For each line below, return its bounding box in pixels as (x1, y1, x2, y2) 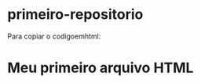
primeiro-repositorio (7, 5, 144, 24)
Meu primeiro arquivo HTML (7, 59, 194, 77)
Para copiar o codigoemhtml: (7, 31, 101, 41)
